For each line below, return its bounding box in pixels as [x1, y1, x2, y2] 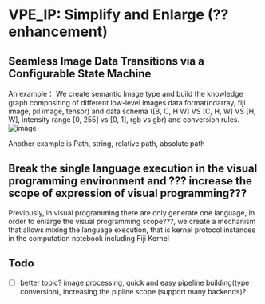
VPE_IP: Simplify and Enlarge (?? [8, 6, 229, 24]
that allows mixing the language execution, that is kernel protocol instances [8, 225, 256, 235]
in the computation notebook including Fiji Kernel [8, 233, 170, 243]
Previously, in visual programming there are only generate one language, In [8, 207, 255, 217]
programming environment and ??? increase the [8, 174, 253, 188]
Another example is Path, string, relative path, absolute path [8, 139, 205, 148]
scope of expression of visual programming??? [8, 187, 247, 200]
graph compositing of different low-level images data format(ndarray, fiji [8, 98, 246, 107]
